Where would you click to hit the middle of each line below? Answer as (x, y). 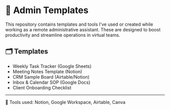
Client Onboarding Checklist (42, 87)
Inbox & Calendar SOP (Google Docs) (51, 82)
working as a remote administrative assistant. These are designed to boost (83, 29)
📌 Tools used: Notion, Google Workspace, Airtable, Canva (65, 102)
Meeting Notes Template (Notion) (47, 71)
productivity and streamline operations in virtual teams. (63, 35)
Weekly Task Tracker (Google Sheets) (52, 66)
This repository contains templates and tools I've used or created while (79, 24)
